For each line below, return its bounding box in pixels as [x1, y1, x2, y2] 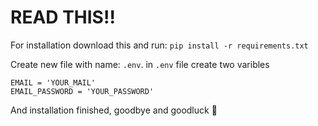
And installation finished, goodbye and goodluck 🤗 [10, 104, 218, 116]
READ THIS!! [10, 6, 116, 29]
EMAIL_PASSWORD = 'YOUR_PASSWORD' [10, 86, 155, 96]
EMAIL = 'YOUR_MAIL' [10, 77, 97, 88]
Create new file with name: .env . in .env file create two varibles [10, 58, 270, 70]
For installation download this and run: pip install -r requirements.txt [10, 39, 309, 51]
